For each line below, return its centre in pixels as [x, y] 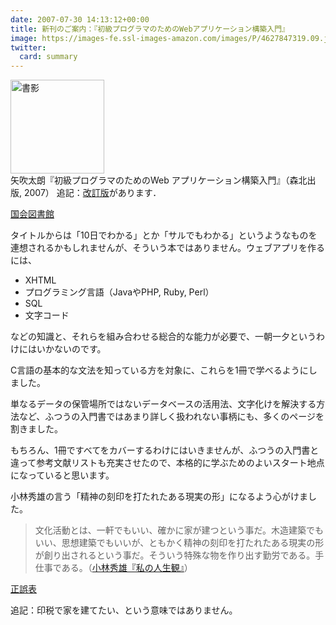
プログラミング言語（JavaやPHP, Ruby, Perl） [119, 292]
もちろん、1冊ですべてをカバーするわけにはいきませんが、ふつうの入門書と [165, 450]
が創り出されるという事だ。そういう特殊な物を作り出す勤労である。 [175, 555]
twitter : [28, 47]
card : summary [48, 57]
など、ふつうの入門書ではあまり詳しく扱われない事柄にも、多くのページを [171, 417]
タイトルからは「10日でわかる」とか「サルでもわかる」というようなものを [164, 235]
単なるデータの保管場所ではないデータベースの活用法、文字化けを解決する [163, 404]
